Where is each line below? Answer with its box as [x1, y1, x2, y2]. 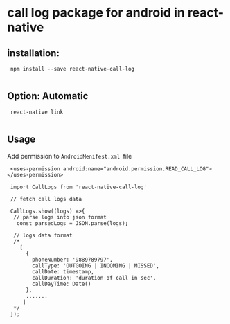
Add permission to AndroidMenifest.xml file [7, 152, 132, 160]
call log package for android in [7, 5, 185, 21]
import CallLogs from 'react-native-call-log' [10, 183, 148, 190]
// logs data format [13, 232, 73, 239]
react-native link [10, 109, 64, 116]
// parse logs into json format [13, 213, 107, 221]
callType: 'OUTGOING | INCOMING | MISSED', [32, 262, 159, 269]
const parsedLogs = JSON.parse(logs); [16, 219, 129, 226]
